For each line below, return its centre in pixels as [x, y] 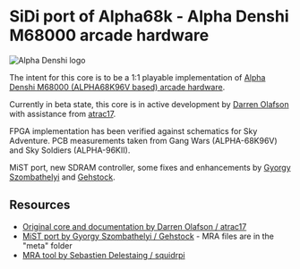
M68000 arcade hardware [109, 35]
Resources [40, 205]
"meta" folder [47, 245]
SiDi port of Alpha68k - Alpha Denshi [149, 17]
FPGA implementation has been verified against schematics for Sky [133, 130]
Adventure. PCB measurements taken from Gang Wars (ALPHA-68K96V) [143, 140]
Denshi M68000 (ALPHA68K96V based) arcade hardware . [117, 87]
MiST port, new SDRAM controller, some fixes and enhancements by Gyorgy [150, 167]
